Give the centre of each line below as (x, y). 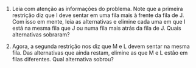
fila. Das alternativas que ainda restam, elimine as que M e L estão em (100, 53)
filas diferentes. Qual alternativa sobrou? (63, 59)
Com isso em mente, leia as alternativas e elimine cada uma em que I (99, 22)
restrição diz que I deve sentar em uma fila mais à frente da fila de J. (98, 15)
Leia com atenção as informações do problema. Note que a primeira (97, 9)
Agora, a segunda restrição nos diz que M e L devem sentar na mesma (101, 46)
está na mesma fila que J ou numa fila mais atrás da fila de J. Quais (96, 28)
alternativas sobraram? (41, 35)
